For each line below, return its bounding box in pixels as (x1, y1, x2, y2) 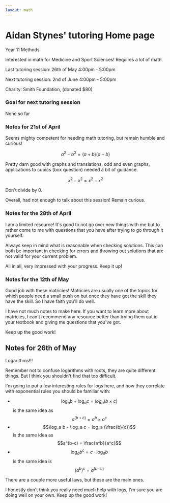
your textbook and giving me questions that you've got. (5, 319, 121, 325)
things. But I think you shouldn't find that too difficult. (5, 373, 117, 379)
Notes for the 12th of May (5, 276, 69, 283)
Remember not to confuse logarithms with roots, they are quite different (5, 367, 156, 374)
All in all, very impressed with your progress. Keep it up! (5, 263, 122, 269)
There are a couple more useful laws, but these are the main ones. (5, 477, 145, 483)
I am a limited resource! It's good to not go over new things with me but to (5, 221, 160, 228)
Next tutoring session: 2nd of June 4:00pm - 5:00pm (5, 76, 117, 82)
